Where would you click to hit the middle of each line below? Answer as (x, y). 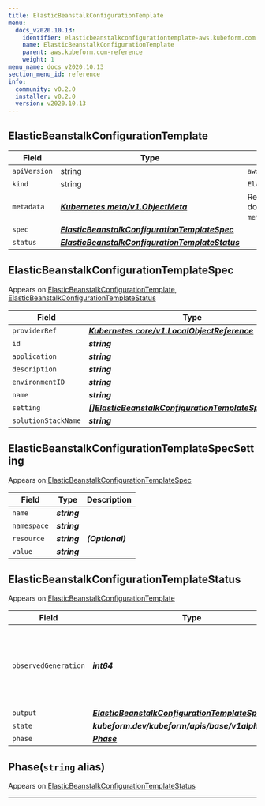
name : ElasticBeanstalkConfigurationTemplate (99, 45)
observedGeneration (49, 666)
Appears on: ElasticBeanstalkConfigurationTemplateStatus (102, 786)
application (35, 356)
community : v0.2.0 (46, 89)
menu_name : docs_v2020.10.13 (56, 67)
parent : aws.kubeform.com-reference (83, 52)
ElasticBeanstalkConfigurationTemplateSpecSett (131, 448)
